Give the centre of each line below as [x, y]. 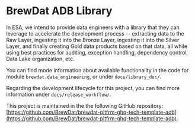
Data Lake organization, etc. [41, 59]
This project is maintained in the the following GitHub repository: [85, 105]
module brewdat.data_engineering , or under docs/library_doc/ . [84, 76]
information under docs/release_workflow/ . [59, 94]
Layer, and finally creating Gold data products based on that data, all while [97, 46]
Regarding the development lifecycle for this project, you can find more [93, 88]
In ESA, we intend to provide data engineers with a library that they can [93, 27]
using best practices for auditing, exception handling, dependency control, [97, 52]
